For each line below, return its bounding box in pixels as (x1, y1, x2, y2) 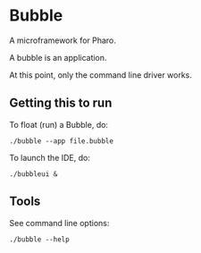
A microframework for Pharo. (9, 35, 116, 46)
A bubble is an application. (9, 52, 107, 63)
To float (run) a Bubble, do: (9, 119, 109, 130)
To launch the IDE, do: (9, 152, 91, 163)
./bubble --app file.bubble (9, 136, 114, 146)
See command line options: (9, 217, 110, 228)
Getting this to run (9, 96, 113, 111)
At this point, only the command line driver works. (9, 69, 192, 80)
